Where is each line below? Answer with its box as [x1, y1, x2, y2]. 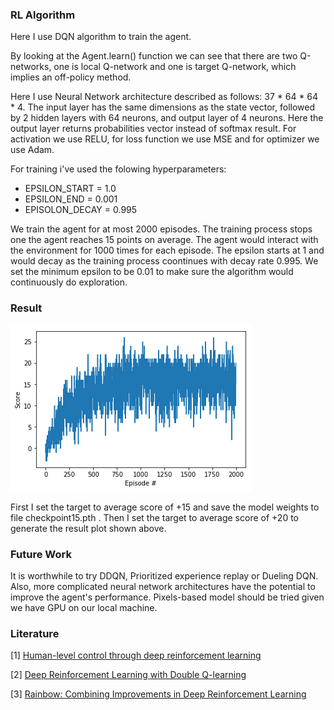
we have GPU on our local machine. [10, 601, 158, 613]
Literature [10, 626, 60, 640]
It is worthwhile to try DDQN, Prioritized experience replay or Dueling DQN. [10, 569, 319, 582]
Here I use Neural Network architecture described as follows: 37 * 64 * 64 [10, 91, 319, 103]
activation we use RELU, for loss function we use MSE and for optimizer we [10, 133, 320, 145]
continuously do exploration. [10, 276, 128, 288]
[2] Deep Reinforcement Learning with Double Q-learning [10, 669, 247, 681]
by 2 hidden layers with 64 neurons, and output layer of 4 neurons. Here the [10, 112, 324, 124]
